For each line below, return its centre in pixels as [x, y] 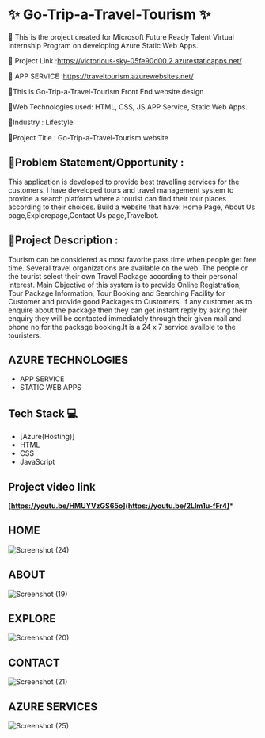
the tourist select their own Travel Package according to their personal [123, 276]
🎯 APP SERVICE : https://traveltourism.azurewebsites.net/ [101, 76]
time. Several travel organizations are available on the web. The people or [128, 268]
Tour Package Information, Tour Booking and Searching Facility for [117, 293]
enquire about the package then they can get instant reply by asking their [128, 310]
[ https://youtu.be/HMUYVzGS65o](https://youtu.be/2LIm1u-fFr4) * [121, 506]
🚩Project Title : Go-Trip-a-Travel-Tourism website [88, 137]
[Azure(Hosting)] [47, 437]
